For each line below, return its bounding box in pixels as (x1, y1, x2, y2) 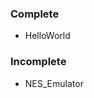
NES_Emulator (24, 77, 84, 89)
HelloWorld (24, 30, 71, 42)
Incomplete (10, 55, 67, 69)
